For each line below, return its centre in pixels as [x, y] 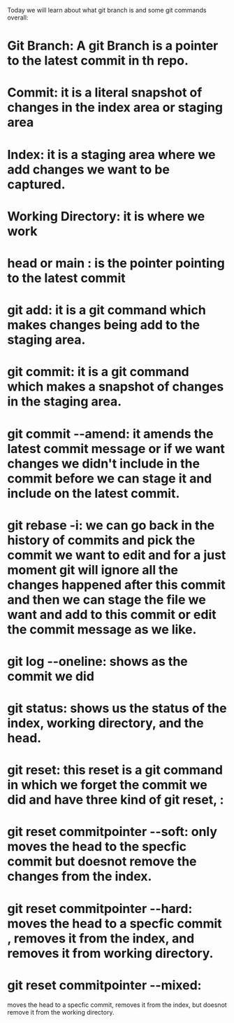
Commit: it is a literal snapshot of [105, 93]
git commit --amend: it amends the [110, 434]
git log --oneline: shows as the [98, 661]
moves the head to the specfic [97, 847]
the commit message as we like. [102, 629]
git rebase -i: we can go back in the [111, 525]
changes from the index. [80, 876]
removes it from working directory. [110, 953]
